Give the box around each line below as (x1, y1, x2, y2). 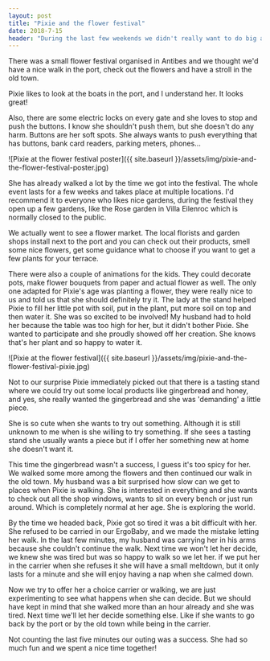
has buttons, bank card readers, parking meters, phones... (8, 138, 201, 149)
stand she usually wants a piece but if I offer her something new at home (8, 436, 249, 445)
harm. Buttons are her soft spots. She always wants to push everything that (8, 130, 258, 140)
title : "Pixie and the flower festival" (8, 19, 146, 27)
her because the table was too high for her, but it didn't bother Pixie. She (8, 321, 249, 330)
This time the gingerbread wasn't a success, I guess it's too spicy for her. (8, 460, 252, 470)
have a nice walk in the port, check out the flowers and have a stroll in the (8, 65, 252, 75)
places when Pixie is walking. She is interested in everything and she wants (8, 486, 258, 495)
